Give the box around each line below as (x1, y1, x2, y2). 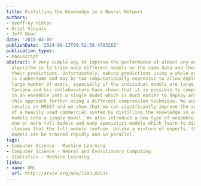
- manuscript (6, 53, 39, 59)
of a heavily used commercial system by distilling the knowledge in (11, 109, 188, 115)
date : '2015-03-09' (6, 37, 55, 43)
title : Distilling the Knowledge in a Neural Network (6, 8, 144, 15)
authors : (6, 14, 28, 20)
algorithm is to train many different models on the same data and (11, 64, 184, 71)
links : (6, 160, 23, 166)
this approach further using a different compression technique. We (11, 98, 186, 104)
